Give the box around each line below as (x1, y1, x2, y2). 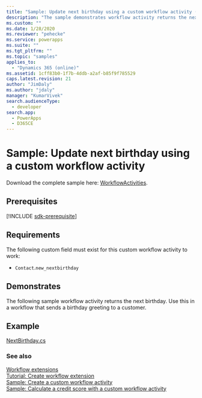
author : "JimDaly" (6, 82, 52, 88)
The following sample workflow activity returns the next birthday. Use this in (6, 297, 195, 304)
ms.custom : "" (6, 20, 42, 26)
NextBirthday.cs (6, 337, 46, 344)
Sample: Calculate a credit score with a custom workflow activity (6, 385, 167, 392)
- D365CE (11, 121, 34, 127)
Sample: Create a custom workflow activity (6, 378, 113, 385)
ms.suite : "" (6, 43, 39, 49)
